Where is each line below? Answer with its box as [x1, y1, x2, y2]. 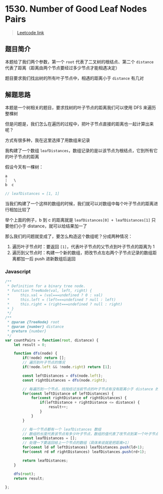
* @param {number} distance [7, 324, 64, 329]
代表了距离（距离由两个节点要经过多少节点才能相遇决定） [5, 64, 120, 71]
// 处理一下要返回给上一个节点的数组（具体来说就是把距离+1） [22, 440, 131, 446]
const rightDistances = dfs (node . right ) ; [22, 378, 108, 382]
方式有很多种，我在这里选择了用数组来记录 [5, 137, 90, 143]
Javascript [5, 268, 31, 275]
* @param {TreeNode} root [7, 320, 60, 325]
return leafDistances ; [22, 458, 68, 463]
